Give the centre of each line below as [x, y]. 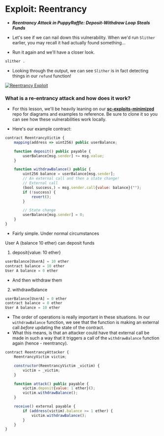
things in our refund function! [42, 76]
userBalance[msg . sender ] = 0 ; [54, 215]
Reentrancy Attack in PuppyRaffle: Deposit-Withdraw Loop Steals [81, 23]
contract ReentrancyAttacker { [37, 352]
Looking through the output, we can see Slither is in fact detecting [80, 70]
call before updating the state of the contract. [58, 328]
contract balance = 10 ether [35, 266]
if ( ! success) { [39, 192]
